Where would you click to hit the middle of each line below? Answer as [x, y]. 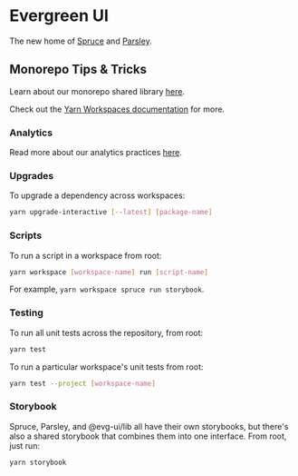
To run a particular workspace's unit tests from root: [106, 367]
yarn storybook [38, 462]
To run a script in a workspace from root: [86, 255]
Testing [26, 312]
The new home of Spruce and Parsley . [81, 41]
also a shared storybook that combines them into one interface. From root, [148, 436]
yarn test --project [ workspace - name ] [82, 383]
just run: [25, 445]
